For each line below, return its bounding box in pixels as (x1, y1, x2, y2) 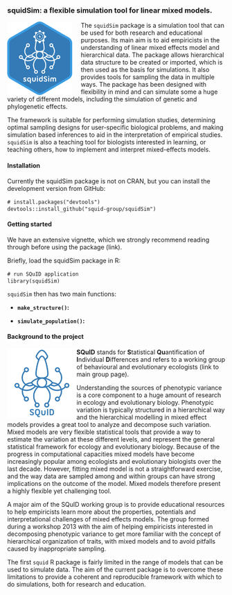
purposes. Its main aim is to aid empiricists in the (80, 36, 220, 44)
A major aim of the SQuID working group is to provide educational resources (7, 500, 225, 508)
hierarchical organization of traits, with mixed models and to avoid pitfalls (7, 537, 216, 545)
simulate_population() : (17, 317, 85, 325)
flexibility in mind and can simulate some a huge (80, 87, 218, 96)
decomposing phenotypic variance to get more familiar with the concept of (7, 530, 222, 538)
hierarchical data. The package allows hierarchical (80, 51, 224, 59)
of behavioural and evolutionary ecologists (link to (76, 362, 220, 371)
